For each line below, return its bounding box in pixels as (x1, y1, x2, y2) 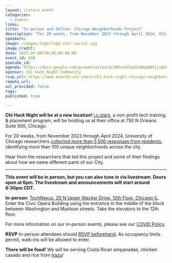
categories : (5, 12, 31, 17)
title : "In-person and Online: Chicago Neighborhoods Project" (5, 27, 143, 32)
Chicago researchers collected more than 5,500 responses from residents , (5, 138, 163, 144)
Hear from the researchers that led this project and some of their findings (5, 154, 160, 160)
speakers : (5, 36, 27, 42)
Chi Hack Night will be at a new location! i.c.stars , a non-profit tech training (5, 112, 166, 118)
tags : (5, 88, 17, 94)
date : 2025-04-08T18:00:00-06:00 (5, 50, 77, 55)
